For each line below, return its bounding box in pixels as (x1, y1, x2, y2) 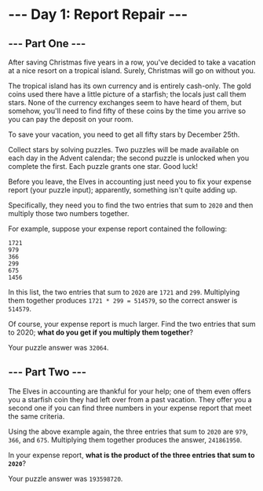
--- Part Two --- (8, 365, 87, 379)
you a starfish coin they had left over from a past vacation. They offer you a (8, 394, 253, 404)
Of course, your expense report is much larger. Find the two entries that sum (8, 320, 256, 328)
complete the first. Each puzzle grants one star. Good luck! (8, 162, 199, 170)
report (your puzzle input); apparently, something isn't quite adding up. (8, 185, 238, 194)
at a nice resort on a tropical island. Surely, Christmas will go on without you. (8, 66, 256, 75)
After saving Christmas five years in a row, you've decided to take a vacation (8, 57, 256, 67)
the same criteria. (8, 411, 65, 421)
